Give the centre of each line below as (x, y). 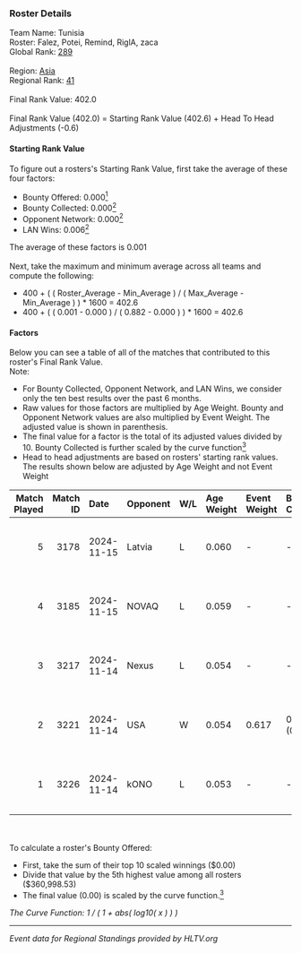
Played (29, 509)
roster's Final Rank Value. (56, 362)
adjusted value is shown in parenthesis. (95, 427)
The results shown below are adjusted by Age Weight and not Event (147, 466)
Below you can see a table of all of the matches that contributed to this (140, 353)
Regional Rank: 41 (42, 81)
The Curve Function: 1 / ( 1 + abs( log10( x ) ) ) (94, 913)
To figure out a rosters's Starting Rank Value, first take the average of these (149, 168)
